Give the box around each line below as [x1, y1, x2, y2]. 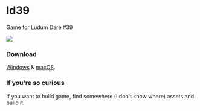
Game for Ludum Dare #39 [6, 24, 73, 31]
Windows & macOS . [6, 64, 56, 71]
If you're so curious [6, 79, 65, 87]
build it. [6, 99, 25, 106]
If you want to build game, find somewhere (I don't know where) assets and [6, 92, 195, 100]
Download [6, 49, 37, 58]
